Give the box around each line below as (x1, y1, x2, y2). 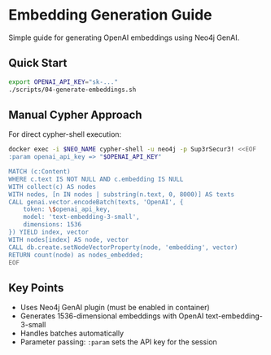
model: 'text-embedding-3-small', (23, 213, 140, 221)
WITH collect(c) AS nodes (8, 182, 96, 191)
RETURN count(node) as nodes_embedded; (8, 251, 144, 259)
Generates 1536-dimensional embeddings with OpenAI (20, 311, 204, 321)
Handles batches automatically (20, 328, 125, 339)
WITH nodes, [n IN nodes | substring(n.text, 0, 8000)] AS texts (8, 190, 234, 199)
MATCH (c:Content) (8, 168, 71, 176)
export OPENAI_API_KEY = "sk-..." (8, 77, 118, 86)
